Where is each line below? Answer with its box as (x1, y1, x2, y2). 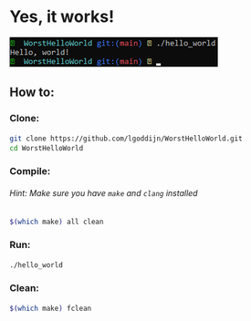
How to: (9, 85, 55, 100)
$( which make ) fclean (9, 304, 92, 313)
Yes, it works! (9, 6, 115, 27)
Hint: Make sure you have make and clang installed (9, 187, 198, 198)
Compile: (9, 165, 51, 178)
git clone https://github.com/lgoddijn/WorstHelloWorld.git (9, 134, 244, 143)
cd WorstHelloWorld (9, 143, 84, 152)
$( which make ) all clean (9, 217, 104, 226)
